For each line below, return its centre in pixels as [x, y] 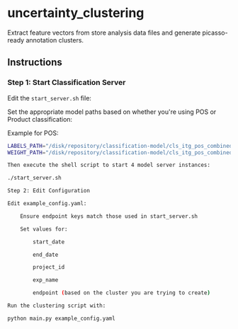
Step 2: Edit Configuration [49, 191]
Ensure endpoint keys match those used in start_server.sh [109, 216]
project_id [49, 267]
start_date [49, 242]
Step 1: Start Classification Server [67, 83]
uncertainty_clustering [76, 13]
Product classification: [40, 119]
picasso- [215, 33]
